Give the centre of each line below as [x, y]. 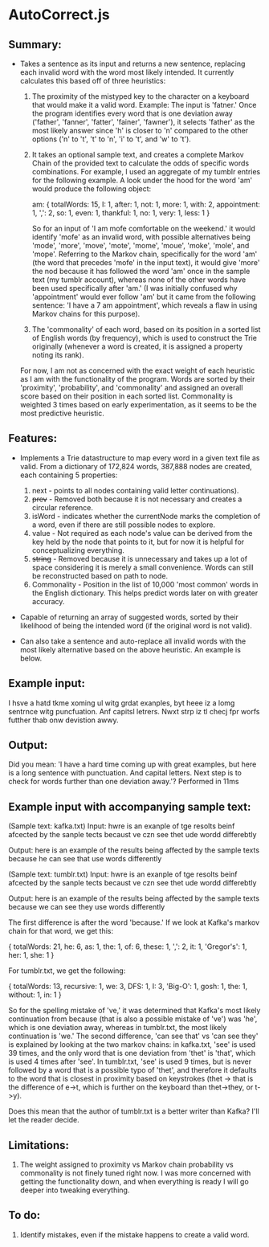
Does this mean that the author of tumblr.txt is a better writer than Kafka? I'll [134, 1111]
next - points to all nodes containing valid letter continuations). [135, 490]
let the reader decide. [44, 1120]
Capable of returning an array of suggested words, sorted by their [129, 617]
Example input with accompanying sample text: [130, 806]
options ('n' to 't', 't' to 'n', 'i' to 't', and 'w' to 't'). [111, 139]
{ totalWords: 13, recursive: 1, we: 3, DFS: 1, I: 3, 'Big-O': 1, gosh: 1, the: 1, [128, 987]
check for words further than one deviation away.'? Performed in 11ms [124, 782]
